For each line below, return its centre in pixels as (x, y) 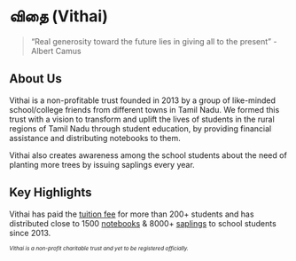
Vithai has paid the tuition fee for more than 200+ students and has (132, 214)
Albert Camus (56, 51)
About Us (35, 79)
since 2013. (30, 233)
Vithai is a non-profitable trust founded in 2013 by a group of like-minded (143, 100)
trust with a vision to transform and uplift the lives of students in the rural (142, 119)
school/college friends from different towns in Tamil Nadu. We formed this (144, 109)
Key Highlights (51, 193)
